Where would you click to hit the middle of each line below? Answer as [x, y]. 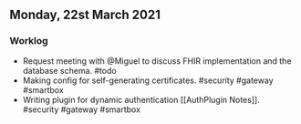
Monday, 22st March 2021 [85, 15]
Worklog [29, 41]
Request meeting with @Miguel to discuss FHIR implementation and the [157, 61]
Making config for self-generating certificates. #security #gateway [148, 80]
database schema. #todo [69, 70]
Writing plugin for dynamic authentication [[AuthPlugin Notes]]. [141, 99]
